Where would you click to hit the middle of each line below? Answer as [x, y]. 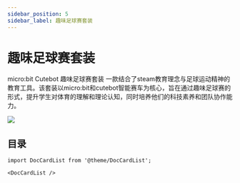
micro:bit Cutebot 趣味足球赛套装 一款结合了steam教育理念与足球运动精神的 [119, 79]
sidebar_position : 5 [38, 14]
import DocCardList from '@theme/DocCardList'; [80, 161]
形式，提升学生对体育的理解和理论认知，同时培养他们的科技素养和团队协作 [117, 97]
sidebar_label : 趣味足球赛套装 [50, 21]
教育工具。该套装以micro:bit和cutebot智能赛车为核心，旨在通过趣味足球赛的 [119, 88]
